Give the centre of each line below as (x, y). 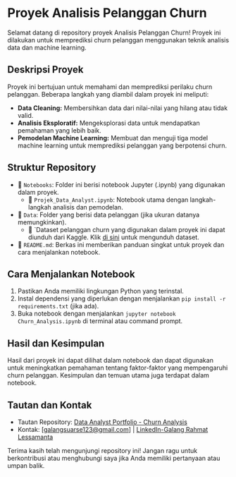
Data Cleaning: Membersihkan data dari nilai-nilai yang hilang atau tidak (122, 108)
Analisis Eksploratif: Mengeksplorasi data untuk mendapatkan (109, 123)
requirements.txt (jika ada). (58, 306)
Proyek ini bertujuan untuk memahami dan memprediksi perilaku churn (110, 87)
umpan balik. (26, 466)
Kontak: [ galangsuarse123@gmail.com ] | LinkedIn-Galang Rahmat (113, 429)
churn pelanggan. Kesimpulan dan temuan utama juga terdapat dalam (108, 375)
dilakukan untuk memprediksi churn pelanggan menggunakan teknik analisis (118, 40)
